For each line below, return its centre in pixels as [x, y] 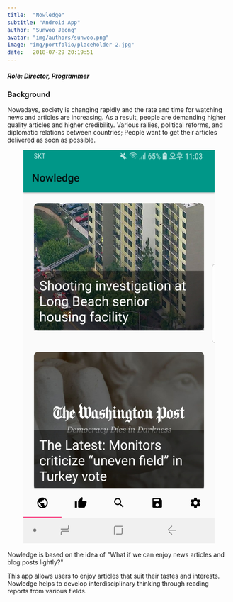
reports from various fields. [47, 591]
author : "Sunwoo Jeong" [42, 30]
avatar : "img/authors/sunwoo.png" [58, 38]
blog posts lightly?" [35, 562]
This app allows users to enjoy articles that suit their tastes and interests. [114, 576]
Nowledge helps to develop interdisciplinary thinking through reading [108, 584]
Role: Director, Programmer [49, 76]
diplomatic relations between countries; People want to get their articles [112, 133]
